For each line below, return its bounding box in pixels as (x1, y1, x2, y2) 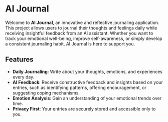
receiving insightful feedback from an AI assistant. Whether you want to (5, 30, 153, 36)
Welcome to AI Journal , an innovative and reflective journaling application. (5, 19, 159, 25)
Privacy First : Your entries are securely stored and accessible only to (12, 105, 156, 111)
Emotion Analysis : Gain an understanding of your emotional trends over (12, 95, 162, 101)
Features (5, 55, 34, 64)
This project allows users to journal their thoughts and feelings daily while (5, 24, 157, 30)
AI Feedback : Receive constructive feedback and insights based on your (12, 79, 163, 85)
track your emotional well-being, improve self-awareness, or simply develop (5, 35, 162, 41)
